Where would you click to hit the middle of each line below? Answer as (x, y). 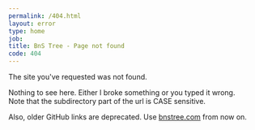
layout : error (32, 24)
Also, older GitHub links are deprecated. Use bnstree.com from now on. (127, 117)
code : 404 (25, 54)
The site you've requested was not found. (78, 77)
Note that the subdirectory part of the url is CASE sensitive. (107, 101)
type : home (27, 31)
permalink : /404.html (45, 16)
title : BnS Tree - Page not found (67, 46)
